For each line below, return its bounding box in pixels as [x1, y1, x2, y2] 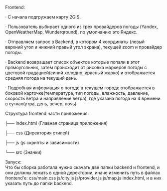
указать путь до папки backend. [5, 180, 73, 186]
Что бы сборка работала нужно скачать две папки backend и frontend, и [5, 164, 160, 170]
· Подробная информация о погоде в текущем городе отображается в [5, 85, 155, 91]
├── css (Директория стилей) [5, 130, 70, 136]
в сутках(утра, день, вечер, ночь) [5, 101, 77, 107]
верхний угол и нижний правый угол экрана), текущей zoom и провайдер [5, 44, 163, 50]
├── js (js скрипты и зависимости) [5, 140, 79, 145]
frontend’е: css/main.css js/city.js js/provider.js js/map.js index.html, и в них [5, 175, 162, 181]
